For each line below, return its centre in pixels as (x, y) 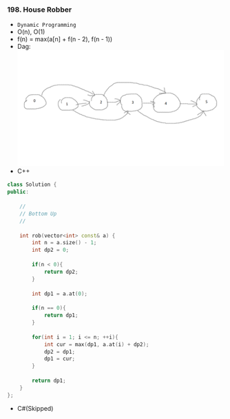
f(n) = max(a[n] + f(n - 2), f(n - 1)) (65, 39)
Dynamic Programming (46, 25)
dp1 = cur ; (60, 359)
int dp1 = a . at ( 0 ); (60, 294)
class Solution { (32, 185)
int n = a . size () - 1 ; (64, 243)
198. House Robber (40, 10)
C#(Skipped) (35, 408)
